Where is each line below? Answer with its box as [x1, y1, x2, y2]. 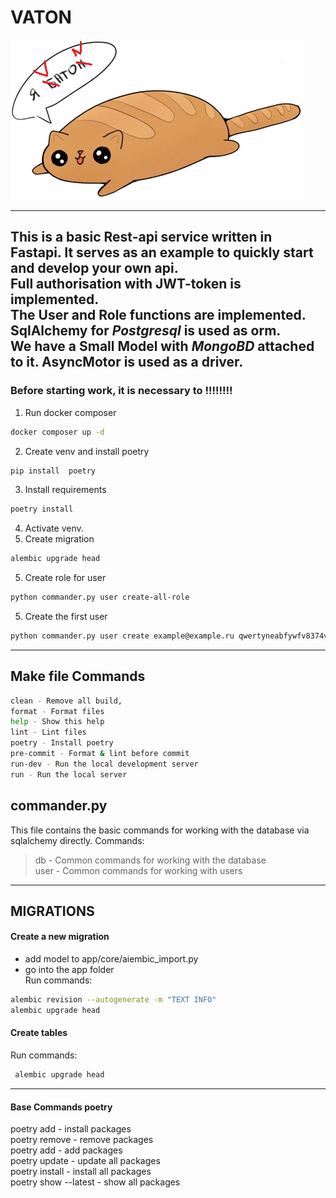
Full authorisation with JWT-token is [10, 276, 242, 293]
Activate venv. [24, 522, 84, 535]
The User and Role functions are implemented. [10, 307, 307, 324]
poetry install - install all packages [10, 1166, 152, 1178]
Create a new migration [10, 931, 110, 943]
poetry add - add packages [10, 1144, 123, 1156]
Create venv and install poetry [24, 445, 150, 457]
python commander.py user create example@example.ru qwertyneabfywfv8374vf [10, 631, 333, 641]
